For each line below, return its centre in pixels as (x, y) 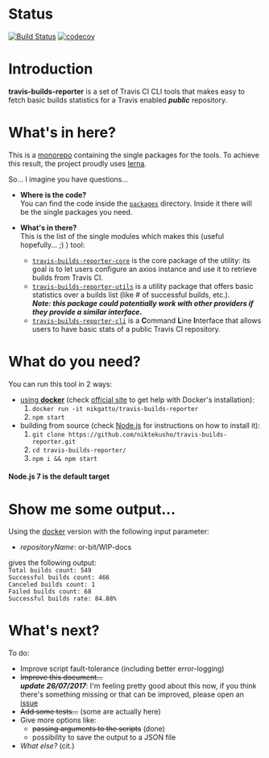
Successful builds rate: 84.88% (62, 599)
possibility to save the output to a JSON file (104, 737)
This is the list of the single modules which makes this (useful (122, 236)
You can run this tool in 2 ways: (60, 383)
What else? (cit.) (47, 746)
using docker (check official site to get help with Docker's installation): (137, 400)
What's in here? (62, 133)
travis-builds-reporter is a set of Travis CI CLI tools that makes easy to (127, 91)
